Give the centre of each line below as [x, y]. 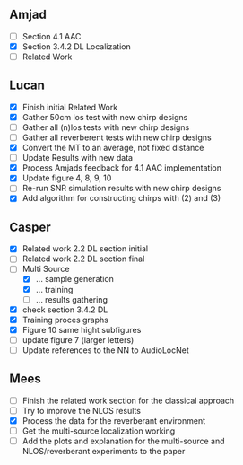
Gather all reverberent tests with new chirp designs [117, 137]
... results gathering [71, 299]
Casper [30, 227]
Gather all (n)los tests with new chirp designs [106, 127]
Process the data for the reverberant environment [114, 420]
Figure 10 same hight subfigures [82, 329]
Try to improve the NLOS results [82, 410]
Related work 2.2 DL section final [83, 259]
